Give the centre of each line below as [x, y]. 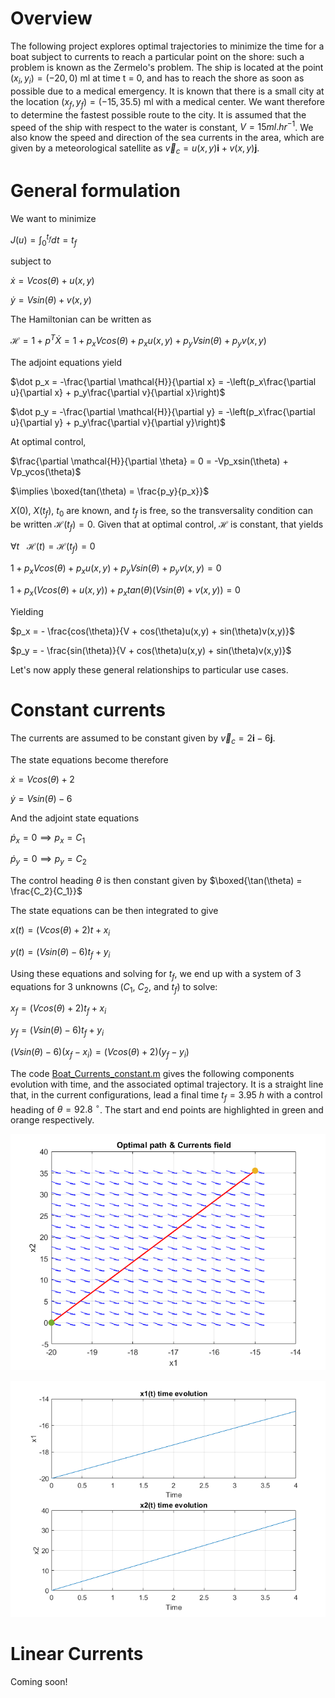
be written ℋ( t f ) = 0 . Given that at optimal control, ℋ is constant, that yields [167, 525]
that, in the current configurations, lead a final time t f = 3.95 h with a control [166, 1095]
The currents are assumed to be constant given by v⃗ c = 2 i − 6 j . [143, 739]
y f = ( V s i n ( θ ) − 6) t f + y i [57, 1031]
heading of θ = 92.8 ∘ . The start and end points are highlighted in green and [167, 1109]
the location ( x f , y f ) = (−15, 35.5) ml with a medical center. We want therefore [167, 102]
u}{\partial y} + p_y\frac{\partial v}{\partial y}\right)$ [118, 422]
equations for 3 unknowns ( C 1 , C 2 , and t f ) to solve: [114, 987]
